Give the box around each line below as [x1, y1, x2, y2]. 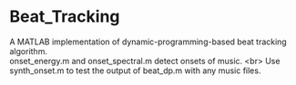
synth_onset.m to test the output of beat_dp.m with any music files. [9, 65, 261, 76]
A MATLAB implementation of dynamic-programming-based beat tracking [9, 36, 287, 47]
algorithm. [9, 45, 48, 56]
